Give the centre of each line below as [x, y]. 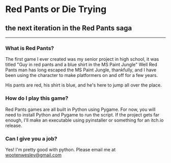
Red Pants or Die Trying [56, 9]
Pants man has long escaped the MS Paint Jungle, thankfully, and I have [81, 70]
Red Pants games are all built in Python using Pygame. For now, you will [80, 109]
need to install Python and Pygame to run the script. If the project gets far [82, 114]
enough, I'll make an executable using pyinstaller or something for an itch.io [84, 120]
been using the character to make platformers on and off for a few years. [82, 75]
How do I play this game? [37, 98]
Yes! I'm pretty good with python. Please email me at [61, 149]
